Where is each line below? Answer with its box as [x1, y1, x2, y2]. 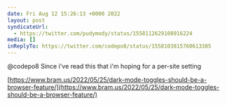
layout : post [7, 17, 46, 24]
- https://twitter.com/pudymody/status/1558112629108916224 [13, 29, 193, 37]
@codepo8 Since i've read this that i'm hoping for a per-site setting [7, 62, 202, 70]
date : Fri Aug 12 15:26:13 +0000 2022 [7, 10, 121, 17]
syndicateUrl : [7, 23, 49, 30]
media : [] [7, 36, 36, 43]
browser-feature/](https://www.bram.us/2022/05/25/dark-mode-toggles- [7, 83, 219, 91]
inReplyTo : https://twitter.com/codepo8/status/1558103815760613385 [7, 43, 212, 50]
